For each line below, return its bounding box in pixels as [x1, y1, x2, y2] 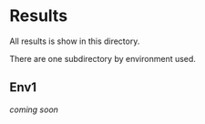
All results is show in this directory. [9, 36, 140, 46]
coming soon [9, 104, 59, 115]
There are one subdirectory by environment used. [9, 53, 196, 64]
